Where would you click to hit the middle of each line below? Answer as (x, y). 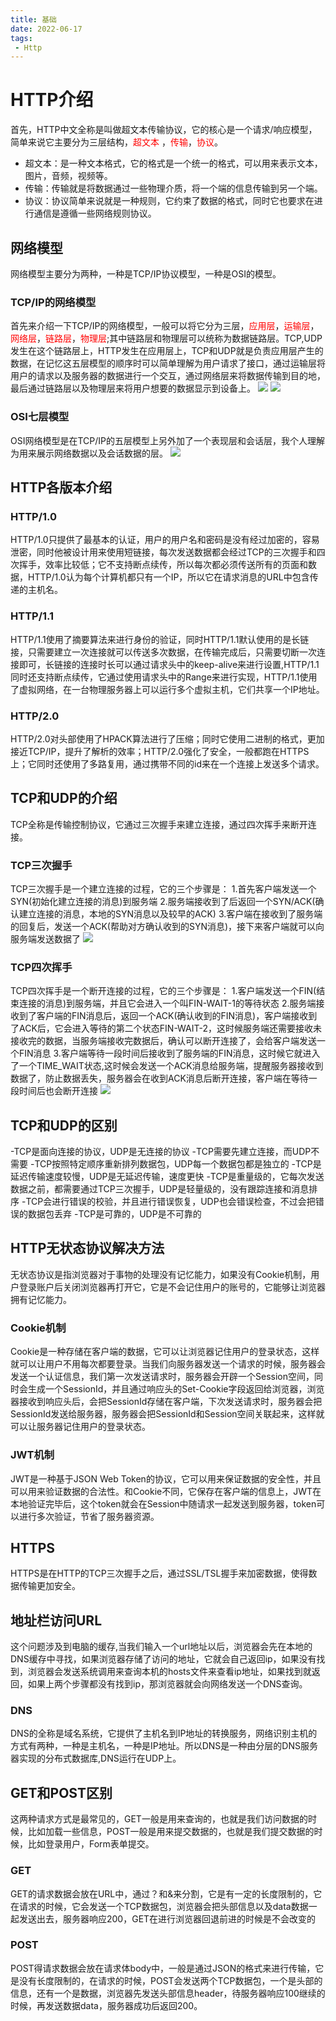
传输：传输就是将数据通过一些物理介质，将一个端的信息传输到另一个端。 (173, 188)
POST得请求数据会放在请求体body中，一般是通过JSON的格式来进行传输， (163, 1968)
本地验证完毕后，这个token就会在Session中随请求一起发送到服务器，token (163, 1503)
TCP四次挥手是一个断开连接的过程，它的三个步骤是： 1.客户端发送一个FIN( (163, 991)
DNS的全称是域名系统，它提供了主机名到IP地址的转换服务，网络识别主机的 (164, 1733)
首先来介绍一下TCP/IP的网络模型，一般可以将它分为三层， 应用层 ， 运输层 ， (165, 326)
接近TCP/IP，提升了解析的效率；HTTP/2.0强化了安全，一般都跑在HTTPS (160, 751)
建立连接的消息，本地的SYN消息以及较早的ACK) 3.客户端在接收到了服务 (166, 913)
